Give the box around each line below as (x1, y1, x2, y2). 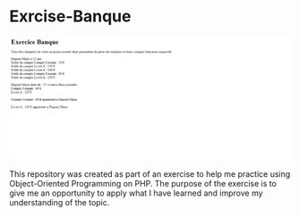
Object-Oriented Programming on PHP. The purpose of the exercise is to (9, 178, 278, 188)
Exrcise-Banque (9, 6, 132, 27)
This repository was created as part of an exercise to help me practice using (9, 168, 291, 179)
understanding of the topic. (9, 196, 110, 207)
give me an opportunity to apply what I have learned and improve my (9, 188, 263, 198)
